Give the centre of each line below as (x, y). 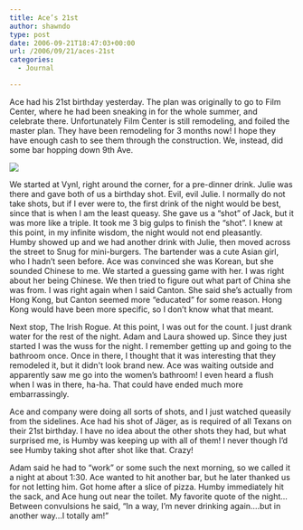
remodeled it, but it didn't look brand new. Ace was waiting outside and (142, 365)
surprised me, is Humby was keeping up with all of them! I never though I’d (148, 440)
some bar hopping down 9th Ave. (71, 149)
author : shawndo (40, 26)
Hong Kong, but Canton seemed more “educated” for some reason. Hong (146, 299)
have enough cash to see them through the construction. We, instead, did (146, 140)
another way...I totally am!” (59, 516)
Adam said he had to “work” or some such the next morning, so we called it (150, 468)
